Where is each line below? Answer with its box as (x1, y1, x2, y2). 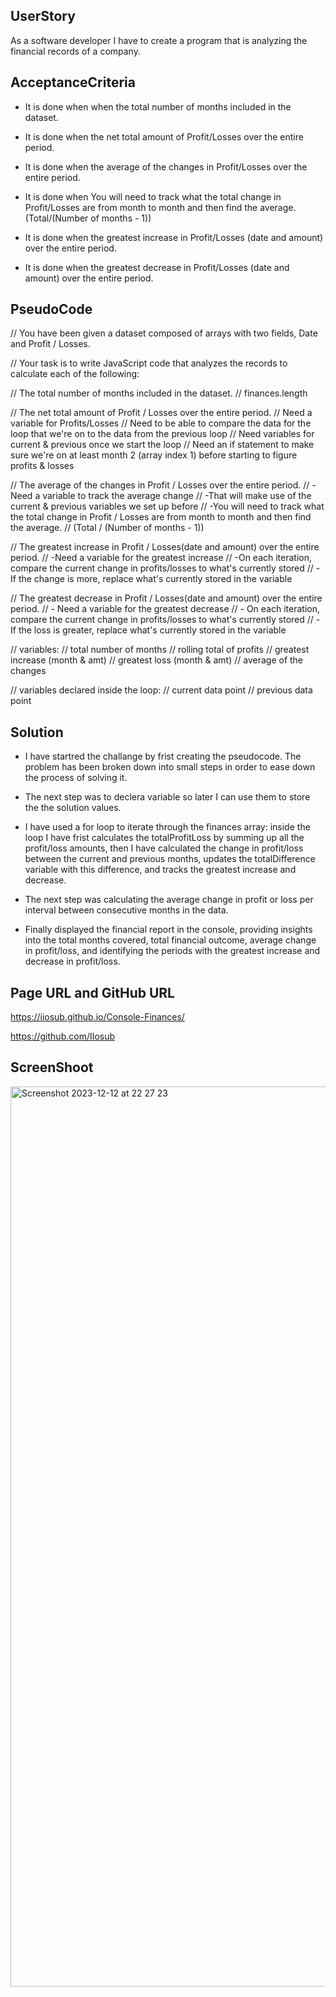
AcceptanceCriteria (10, 74, 136, 91)
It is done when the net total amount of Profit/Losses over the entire (24, 130, 304, 143)
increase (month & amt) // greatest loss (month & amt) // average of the (10, 654, 304, 666)
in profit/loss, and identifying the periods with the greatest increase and (24, 945, 321, 957)
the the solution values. (24, 802, 122, 814)
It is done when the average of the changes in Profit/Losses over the (24, 160, 308, 173)
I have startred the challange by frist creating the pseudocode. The (24, 750, 302, 763)
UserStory (10, 8, 76, 25)
